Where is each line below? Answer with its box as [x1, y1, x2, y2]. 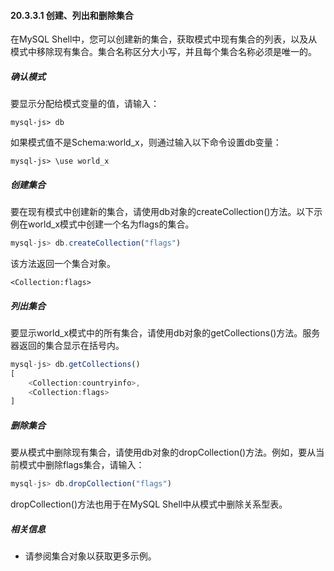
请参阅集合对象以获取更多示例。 [24, 550, 157, 562]
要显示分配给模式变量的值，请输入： [10, 98, 160, 110]
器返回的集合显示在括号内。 [10, 339, 125, 351]
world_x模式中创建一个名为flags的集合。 [27, 218, 195, 230]
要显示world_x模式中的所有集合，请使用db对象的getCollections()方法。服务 [10, 326, 321, 339]
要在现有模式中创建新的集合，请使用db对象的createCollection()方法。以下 [10, 206, 315, 218]
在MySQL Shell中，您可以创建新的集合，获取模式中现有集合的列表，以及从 [10, 33, 318, 45]
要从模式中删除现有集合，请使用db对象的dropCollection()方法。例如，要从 [10, 446, 317, 459]
